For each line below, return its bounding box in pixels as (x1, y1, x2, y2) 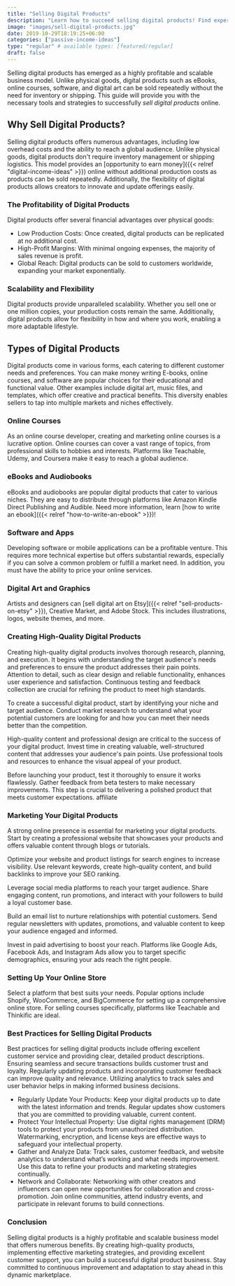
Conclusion (7, 1217, 48, 1227)
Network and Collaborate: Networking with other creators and (17, 1177, 196, 1186)
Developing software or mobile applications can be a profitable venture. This (7, 543, 228, 551)
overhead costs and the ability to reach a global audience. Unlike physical (7, 145, 220, 153)
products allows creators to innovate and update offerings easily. (7, 182, 194, 190)
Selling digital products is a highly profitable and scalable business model (7, 1233, 219, 1242)
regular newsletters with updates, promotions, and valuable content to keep (7, 919, 225, 927)
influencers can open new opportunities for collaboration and (17, 1185, 194, 1193)
